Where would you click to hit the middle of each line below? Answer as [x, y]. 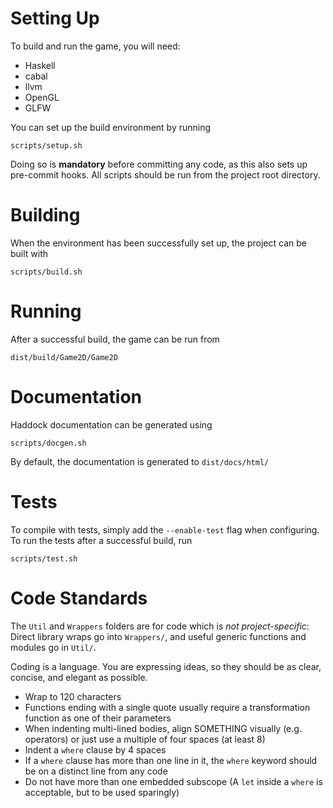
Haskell [40, 65]
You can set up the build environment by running [111, 127]
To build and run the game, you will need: [95, 46]
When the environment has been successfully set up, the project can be [158, 243]
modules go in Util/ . [53, 647]
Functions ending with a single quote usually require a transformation [167, 707]
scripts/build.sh [46, 272]
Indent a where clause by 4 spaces [95, 749]
